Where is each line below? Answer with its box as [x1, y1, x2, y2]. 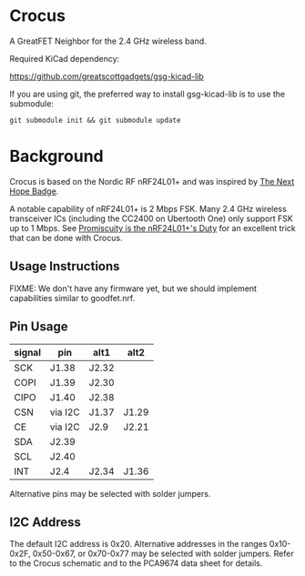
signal [14, 346, 41, 359]
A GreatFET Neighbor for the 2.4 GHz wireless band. [9, 35, 207, 46]
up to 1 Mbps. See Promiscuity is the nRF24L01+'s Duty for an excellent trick [9, 222, 296, 233]
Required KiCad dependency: [9, 53, 120, 64]
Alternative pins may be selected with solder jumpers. [9, 488, 211, 499]
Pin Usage [9, 319, 68, 335]
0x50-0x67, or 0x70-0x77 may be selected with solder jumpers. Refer [32, 548, 294, 560]
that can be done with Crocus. [9, 232, 123, 243]
